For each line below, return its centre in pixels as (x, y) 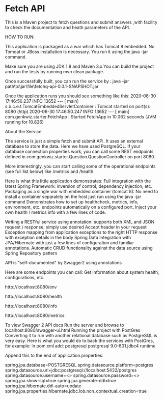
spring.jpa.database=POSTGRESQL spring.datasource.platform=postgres (79, 365)
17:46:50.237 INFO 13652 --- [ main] (42, 101)
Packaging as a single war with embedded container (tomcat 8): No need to (82, 191)
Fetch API (25, 9)
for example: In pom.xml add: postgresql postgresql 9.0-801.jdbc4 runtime (80, 346)
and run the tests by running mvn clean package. (55, 71)
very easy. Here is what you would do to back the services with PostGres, (80, 341)
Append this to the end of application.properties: (54, 355)
